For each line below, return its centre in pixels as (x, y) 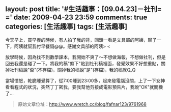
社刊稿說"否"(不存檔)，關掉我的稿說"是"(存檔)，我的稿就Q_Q (73, 70)
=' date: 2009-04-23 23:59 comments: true (76, 18)
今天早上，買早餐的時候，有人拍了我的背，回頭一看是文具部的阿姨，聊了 (81, 40)
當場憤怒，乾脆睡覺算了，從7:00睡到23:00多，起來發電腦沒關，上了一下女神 (85, 80)
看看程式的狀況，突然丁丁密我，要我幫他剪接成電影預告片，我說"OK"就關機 (84, 87)
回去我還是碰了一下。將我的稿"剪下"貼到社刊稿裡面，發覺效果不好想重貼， (83, 63)
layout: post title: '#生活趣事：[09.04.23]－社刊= (83, 9)
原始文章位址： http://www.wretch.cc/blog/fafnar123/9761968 (82, 104)
